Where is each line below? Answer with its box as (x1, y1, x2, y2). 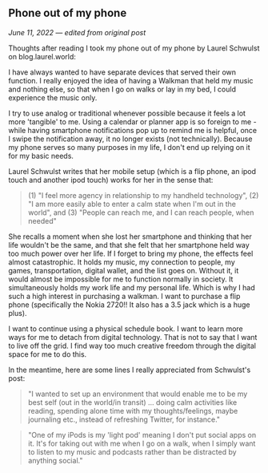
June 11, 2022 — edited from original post (8, 27, 146, 37)
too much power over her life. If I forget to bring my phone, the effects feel (8, 249, 254, 258)
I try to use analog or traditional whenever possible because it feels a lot (8, 108, 246, 118)
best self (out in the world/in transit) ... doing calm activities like (27, 397, 238, 407)
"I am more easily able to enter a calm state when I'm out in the (27, 199, 236, 208)
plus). (8, 308, 27, 317)
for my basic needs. (8, 151, 74, 160)
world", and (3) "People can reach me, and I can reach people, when (27, 208, 254, 217)
